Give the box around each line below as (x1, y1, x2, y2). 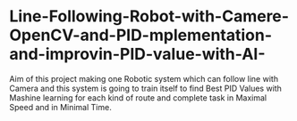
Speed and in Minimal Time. (9, 101, 112, 112)
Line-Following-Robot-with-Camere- (9, 6, 289, 27)
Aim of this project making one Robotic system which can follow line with (9, 73, 279, 84)
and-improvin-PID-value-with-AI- (9, 44, 266, 64)
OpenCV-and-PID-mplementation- (9, 25, 273, 45)
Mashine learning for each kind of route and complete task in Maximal (9, 92, 267, 103)
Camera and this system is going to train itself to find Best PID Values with (9, 83, 282, 93)
